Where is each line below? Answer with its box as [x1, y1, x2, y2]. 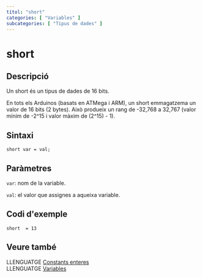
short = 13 [6, 225, 37, 231]
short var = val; [6, 147, 51, 153]
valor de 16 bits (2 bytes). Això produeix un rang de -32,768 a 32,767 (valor [6, 106, 196, 114]
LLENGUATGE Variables [6, 264, 67, 272]
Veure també [6, 242, 57, 252]
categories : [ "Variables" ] [6, 15, 81, 21]
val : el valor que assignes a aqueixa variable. [6, 191, 121, 198]
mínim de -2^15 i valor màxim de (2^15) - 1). [6, 112, 115, 120]
